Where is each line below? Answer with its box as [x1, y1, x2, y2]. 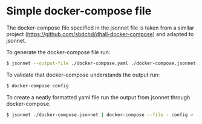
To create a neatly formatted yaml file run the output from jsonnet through [6, 93, 191, 101]
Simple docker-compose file [6, 4, 152, 18]
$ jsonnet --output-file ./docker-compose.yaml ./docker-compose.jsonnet [6, 60, 197, 66]
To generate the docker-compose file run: [6, 48, 111, 55]
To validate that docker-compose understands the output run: [6, 71, 160, 78]
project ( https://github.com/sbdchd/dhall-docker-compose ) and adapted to [6, 30, 194, 37]
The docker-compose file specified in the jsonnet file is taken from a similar [6, 24, 195, 31]
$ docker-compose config [6, 82, 69, 88]
